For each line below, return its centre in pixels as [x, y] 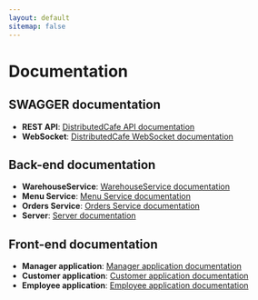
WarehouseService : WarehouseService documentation [126, 186]
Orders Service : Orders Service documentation [111, 206]
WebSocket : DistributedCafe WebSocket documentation [127, 136]
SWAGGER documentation [84, 105]
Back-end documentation [82, 165]
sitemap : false [37, 26]
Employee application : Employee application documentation [135, 285]
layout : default [39, 18]
